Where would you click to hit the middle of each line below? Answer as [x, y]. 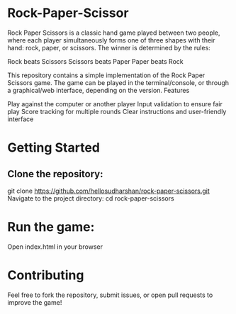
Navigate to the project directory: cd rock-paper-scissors [91, 198]
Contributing [46, 275]
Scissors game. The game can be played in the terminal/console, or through [118, 82]
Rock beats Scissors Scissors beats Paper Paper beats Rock [95, 61]
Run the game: [51, 227]
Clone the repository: [55, 174]
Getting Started [54, 148]
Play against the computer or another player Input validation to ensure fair [115, 103]
